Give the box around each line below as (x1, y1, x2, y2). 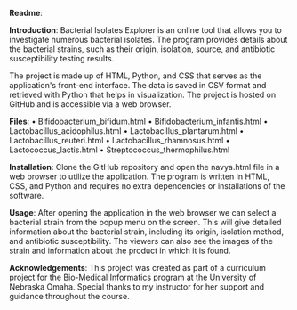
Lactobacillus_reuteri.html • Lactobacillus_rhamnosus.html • (9, 135, 230, 145)
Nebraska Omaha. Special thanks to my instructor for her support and (9, 281, 265, 292)
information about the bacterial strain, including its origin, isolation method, (9, 226, 285, 237)
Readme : (9, 8, 43, 18)
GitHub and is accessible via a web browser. (9, 99, 172, 110)
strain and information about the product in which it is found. (9, 245, 231, 256)
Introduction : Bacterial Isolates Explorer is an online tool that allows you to (9, 25, 282, 35)
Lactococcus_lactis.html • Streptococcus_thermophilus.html (9, 144, 230, 155)
